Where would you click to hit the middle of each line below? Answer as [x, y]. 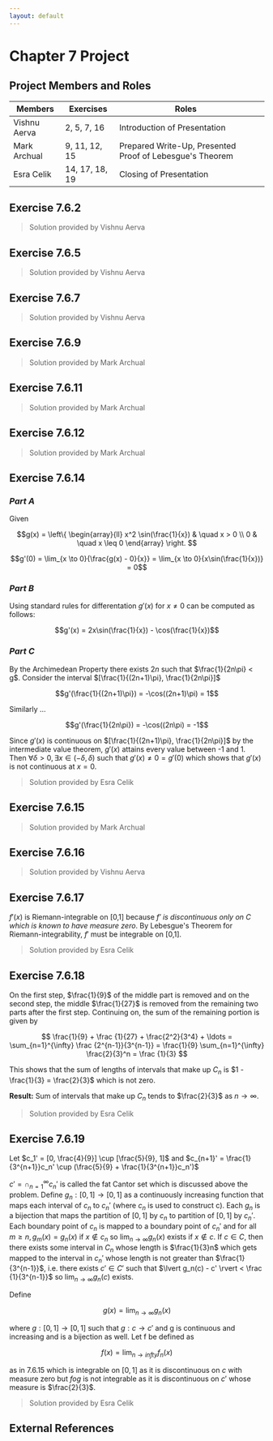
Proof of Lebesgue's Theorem [176, 156]
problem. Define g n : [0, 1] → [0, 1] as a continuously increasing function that [136, 1195]
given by [24, 1021]
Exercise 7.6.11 [46, 388]
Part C [22, 651]
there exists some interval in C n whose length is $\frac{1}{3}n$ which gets [133, 1248]
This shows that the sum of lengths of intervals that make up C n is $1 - [126, 1070]
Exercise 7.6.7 [45, 298]
